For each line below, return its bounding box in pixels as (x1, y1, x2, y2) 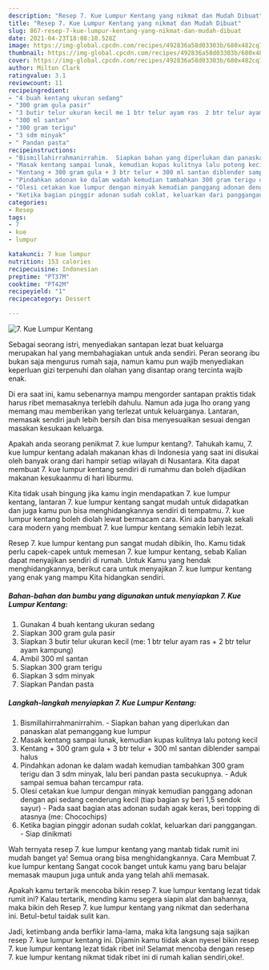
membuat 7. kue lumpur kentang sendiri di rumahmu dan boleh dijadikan (8, 465, 247, 474)
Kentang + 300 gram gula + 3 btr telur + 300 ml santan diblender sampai (19, 744, 260, 753)
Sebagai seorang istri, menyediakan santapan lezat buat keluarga (8, 340, 224, 349)
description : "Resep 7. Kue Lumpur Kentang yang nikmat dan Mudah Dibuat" (8, 11, 263, 20)
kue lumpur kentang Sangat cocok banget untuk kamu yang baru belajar (8, 861, 247, 871)
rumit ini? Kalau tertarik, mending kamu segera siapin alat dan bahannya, (8, 894, 248, 903)
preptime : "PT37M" (8, 272, 70, 281)
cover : (8, 57, 30, 65)
